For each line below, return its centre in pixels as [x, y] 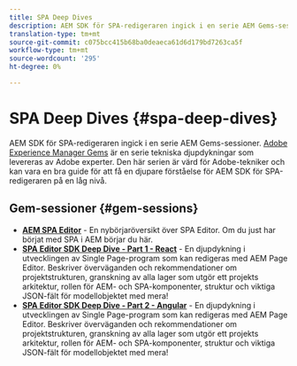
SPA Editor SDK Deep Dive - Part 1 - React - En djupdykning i [133, 248]
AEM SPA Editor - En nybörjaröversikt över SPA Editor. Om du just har [149, 230]
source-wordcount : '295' [55, 58]
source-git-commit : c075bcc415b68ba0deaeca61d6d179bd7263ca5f [126, 42]
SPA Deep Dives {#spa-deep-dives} [144, 118]
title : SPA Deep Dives [51, 17]
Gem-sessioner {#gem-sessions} [104, 209]
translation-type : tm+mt [55, 34]
